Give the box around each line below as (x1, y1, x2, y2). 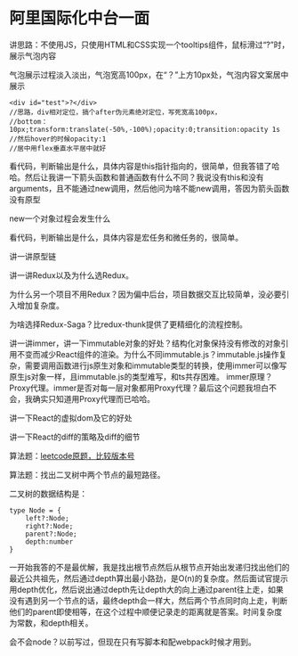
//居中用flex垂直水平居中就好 (9, 143, 107, 152)
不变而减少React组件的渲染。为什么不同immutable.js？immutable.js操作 (16, 348, 279, 359)
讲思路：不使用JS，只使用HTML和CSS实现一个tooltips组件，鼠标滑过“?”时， (9, 39, 290, 50)
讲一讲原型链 (9, 250, 56, 261)
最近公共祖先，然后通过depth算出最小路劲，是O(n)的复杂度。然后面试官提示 (9, 572, 289, 584)
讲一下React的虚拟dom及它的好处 (9, 412, 133, 423)
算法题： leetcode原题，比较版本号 (9, 450, 135, 461)
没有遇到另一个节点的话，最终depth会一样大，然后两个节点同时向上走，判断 (9, 594, 288, 606)
